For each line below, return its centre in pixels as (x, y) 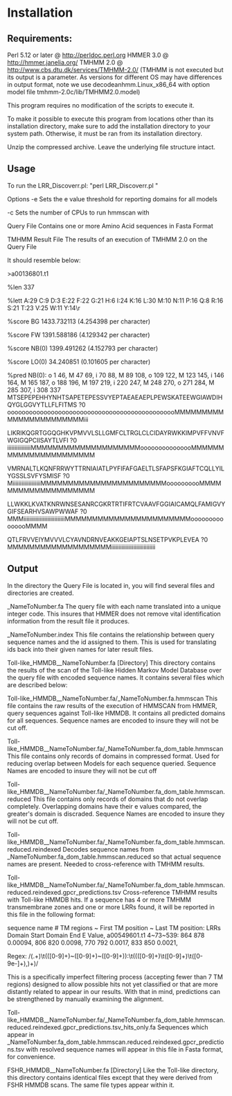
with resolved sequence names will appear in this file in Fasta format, (125, 1049)
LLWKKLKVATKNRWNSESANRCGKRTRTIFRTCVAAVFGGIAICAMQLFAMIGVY (116, 504)
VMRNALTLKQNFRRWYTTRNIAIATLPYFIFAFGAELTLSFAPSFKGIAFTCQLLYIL (116, 468)
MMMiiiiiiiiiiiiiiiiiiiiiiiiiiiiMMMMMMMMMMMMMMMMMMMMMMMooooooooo (115, 519)
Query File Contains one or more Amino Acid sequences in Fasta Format (110, 226)
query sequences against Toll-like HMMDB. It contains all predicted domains (116, 713)
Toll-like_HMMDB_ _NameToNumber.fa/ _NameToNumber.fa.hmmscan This (113, 698)
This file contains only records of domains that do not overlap (120, 799)
